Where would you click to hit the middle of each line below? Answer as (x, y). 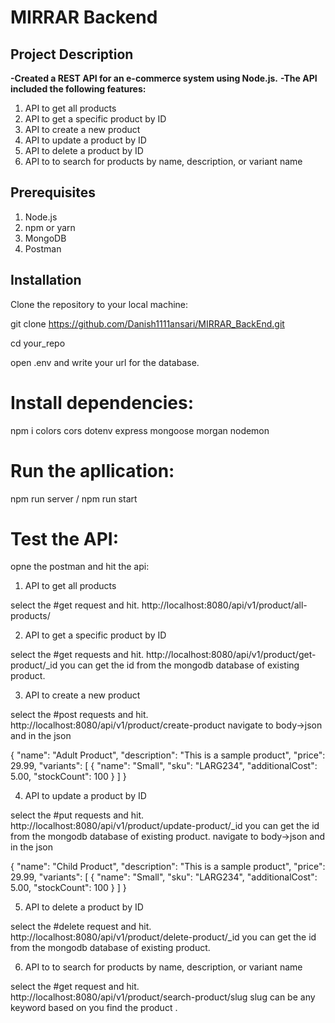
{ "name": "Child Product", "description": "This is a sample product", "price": (168, 867)
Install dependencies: (102, 402)
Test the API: (65, 538)
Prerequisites (53, 192)
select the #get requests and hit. (77, 655)
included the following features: (78, 89)
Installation (46, 280)
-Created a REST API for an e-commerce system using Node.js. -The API (164, 78)
